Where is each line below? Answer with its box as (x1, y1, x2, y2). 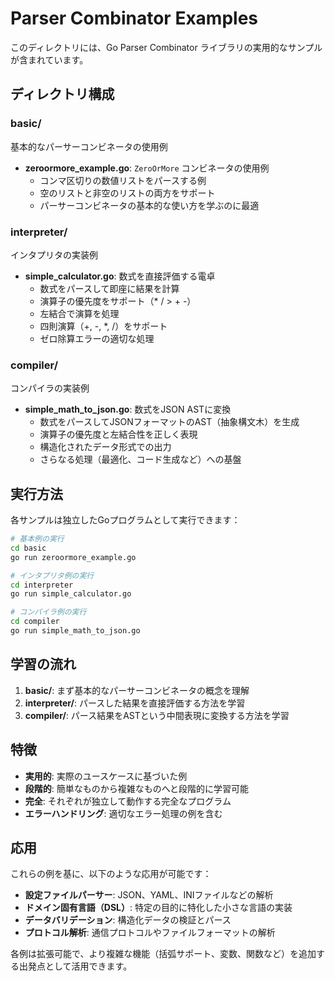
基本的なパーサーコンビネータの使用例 (10, 140, 168, 152)
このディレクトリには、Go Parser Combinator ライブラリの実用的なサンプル (10, 41, 323, 53)
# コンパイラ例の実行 (10, 607, 87, 617)
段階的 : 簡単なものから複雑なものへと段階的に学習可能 (24, 782, 250, 794)
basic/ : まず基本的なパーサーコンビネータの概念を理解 (24, 684, 250, 696)
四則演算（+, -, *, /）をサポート (39, 320, 168, 332)
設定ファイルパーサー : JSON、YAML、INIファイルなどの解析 (24, 889, 274, 901)
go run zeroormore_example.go (10, 552, 137, 562)
